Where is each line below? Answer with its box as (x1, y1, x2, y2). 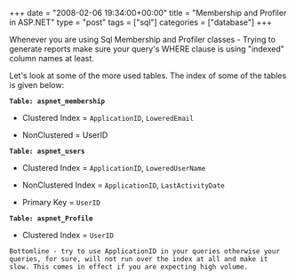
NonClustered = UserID (21, 130, 108, 140)
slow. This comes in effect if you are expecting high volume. (9, 262, 249, 271)
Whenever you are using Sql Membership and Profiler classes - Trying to (9, 35, 276, 44)
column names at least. (9, 53, 95, 63)
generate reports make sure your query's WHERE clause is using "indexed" (9, 44, 284, 54)
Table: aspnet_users (9, 147, 86, 156)
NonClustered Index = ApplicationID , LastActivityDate (21, 180, 225, 190)
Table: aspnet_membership (9, 97, 105, 106)
